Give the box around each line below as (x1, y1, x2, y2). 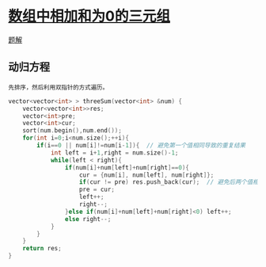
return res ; (22, 245, 62, 253)
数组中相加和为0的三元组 (8, 7, 170, 25)
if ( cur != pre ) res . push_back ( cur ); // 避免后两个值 (78, 178, 253, 186)
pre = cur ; (78, 185, 115, 194)
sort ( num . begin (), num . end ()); (22, 127, 123, 135)
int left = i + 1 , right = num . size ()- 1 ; (50, 148, 179, 157)
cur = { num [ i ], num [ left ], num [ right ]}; (78, 171, 215, 179)
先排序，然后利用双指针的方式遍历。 (8, 83, 109, 91)
